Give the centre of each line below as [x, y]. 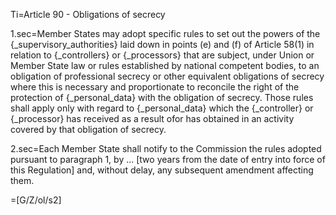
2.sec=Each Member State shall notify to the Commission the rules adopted [166, 148]
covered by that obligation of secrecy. [88, 129]
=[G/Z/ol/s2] [36, 200]
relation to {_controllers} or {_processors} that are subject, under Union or [162, 55]
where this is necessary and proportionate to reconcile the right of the [155, 87]
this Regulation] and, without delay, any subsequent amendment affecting [162, 170]
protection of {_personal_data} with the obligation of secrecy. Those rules [162, 97]
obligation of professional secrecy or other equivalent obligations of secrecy [167, 76]
